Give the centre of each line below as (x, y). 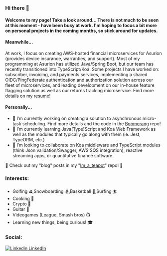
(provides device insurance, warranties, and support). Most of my (73, 58)
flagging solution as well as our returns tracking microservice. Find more (80, 90)
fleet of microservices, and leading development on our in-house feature (80, 85)
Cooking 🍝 (23, 199)
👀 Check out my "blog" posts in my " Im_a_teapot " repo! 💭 (64, 165)
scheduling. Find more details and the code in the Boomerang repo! (91, 123)
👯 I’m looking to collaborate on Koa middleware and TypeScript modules (86, 145)
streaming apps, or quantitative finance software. (63, 155)
